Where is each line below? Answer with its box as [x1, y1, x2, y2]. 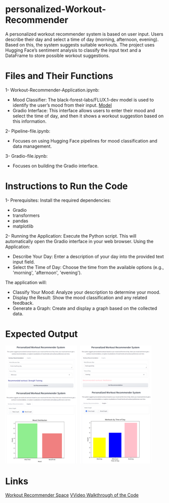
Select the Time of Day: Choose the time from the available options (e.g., [12, 264, 164, 270]
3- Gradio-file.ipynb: [5, 153, 48, 159]
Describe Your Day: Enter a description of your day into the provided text [12, 253, 164, 259]
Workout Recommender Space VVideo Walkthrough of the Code [5, 492, 139, 498]
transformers [12, 212, 40, 218]
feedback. [12, 300, 34, 306]
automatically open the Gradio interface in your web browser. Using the [5, 238, 154, 244]
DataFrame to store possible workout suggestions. [5, 52, 110, 59]
